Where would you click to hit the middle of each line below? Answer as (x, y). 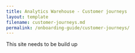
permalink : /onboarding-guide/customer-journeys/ (68, 28)
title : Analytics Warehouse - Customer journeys (67, 11)
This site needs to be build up (42, 44)
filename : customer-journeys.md (45, 22)
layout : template (27, 17)
